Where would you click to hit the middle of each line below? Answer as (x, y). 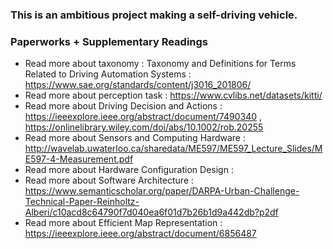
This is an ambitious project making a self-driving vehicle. (154, 15)
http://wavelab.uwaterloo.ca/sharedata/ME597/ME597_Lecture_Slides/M (173, 149)
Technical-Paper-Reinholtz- (82, 202)
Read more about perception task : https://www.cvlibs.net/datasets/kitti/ (173, 95)
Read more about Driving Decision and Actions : (123, 106)
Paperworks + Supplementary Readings (109, 41)
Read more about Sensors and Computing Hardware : (135, 138)
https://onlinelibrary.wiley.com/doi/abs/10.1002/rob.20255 (144, 127)
